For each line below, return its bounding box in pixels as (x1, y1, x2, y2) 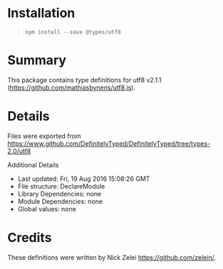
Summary (7, 52, 66, 68)
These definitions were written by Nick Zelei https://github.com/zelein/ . (7, 253, 216, 261)
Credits (7, 230, 52, 246)
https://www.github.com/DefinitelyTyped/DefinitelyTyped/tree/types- (7, 139, 211, 147)
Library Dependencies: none (17, 189, 102, 198)
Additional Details (7, 160, 59, 169)
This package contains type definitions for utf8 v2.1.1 (7, 75, 162, 84)
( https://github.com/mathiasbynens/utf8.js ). (7, 83, 135, 92)
